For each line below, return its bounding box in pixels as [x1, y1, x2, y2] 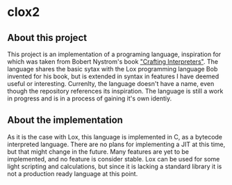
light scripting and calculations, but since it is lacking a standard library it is [7, 162, 222, 170]
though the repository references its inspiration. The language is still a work [7, 87, 224, 95]
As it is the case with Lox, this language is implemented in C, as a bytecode [7, 132, 223, 141]
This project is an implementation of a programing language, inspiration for [7, 50, 222, 58]
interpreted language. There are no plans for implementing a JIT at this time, [7, 140, 226, 148]
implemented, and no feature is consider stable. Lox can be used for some [7, 155, 220, 163]
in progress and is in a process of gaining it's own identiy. [7, 94, 172, 103]
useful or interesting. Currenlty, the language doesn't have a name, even [7, 80, 215, 87]
